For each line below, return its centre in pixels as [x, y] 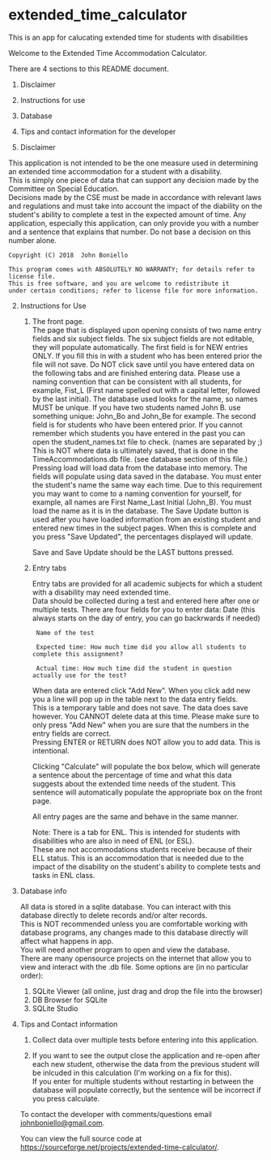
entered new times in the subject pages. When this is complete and [144, 527]
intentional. [51, 750]
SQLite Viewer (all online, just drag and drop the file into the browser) [147, 991]
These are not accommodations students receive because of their [142, 849]
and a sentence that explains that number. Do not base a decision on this [130, 232]
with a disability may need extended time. [102, 592]
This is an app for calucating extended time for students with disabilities [128, 37]
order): [32, 975]
